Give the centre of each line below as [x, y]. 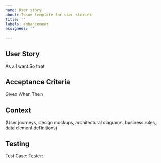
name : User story [24, 10]
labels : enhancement [27, 24]
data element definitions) [31, 128]
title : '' [16, 19]
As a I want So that [25, 66]
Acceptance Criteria [38, 82]
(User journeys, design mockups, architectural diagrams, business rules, [81, 122]
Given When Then [24, 94]
